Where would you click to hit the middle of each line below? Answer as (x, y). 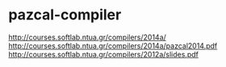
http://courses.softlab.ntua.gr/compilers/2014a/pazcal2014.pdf (113, 45)
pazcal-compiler (65, 15)
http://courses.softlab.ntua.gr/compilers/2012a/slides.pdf (104, 54)
